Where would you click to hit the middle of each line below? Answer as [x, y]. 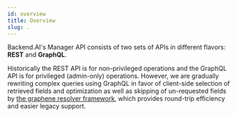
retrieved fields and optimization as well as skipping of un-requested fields [117, 91]
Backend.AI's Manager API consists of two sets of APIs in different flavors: [117, 48]
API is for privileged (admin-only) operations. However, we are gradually [113, 76]
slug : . [19, 27]
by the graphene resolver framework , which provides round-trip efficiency [116, 99]
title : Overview [31, 21]
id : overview [27, 14]
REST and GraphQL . [37, 55]
